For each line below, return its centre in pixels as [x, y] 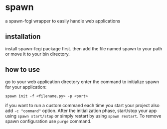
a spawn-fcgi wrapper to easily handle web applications [63, 21]
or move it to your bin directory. [37, 54]
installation [23, 37]
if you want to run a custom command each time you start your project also [82, 105]
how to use [23, 69]
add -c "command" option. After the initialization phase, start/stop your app [81, 111]
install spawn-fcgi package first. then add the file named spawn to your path [84, 48]
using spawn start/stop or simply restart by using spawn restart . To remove [83, 116]
